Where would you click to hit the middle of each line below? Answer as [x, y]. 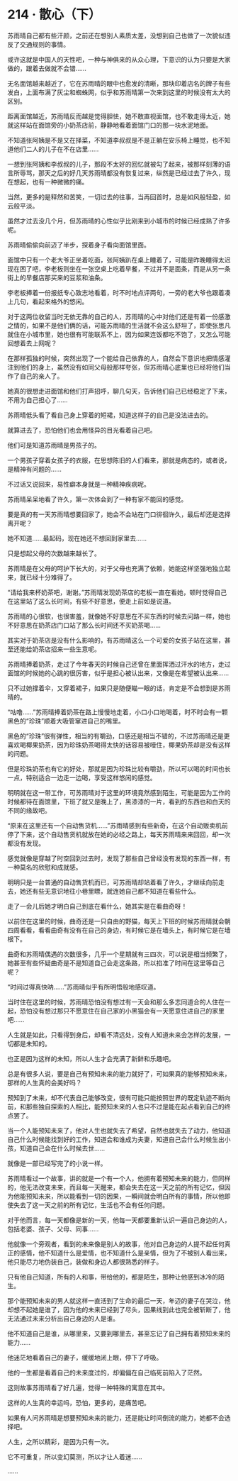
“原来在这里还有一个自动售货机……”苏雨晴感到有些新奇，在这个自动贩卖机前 [118, 825]
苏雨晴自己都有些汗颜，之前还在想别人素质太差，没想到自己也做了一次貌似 [116, 35]
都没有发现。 [26, 843]
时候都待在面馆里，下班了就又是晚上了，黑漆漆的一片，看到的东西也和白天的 [119, 801]
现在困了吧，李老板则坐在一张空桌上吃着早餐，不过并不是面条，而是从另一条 [119, 268]
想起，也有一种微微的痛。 [51, 182]
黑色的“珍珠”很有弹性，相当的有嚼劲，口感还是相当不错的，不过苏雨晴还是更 [119, 736]
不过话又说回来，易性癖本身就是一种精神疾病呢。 [79, 484]
